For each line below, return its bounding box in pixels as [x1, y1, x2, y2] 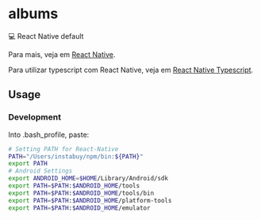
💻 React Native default [8, 31, 84, 40]
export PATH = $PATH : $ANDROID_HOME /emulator [8, 203, 151, 212]
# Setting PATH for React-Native [8, 145, 119, 153]
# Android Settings [8, 167, 73, 175]
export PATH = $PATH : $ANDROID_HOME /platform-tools [8, 196, 172, 204]
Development [8, 112, 62, 123]
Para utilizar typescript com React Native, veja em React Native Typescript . [8, 65, 254, 74]
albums [8, 5, 59, 23]
